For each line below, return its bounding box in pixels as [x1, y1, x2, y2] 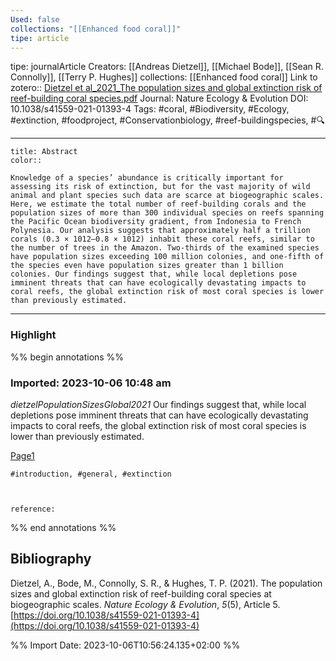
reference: [10, 504, 56, 514]
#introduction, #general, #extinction [10, 469, 172, 479]
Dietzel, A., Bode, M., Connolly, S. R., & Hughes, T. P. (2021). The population [10, 577, 323, 589]
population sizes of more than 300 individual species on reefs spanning [10, 208, 325, 218]
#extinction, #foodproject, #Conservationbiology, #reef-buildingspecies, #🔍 [10, 114, 325, 126]
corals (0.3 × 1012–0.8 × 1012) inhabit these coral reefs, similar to [10, 234, 315, 245]
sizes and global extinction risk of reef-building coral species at [10, 587, 272, 600]
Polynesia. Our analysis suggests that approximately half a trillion [10, 226, 311, 236]
